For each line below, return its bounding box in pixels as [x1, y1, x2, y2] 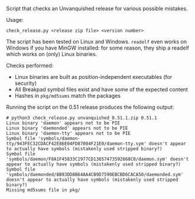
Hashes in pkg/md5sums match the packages [14, 92, 121, 99]
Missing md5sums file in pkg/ [6, 187, 81, 193]
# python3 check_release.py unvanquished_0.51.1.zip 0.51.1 [6, 115, 158, 121]
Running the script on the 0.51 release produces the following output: [6, 104, 174, 111]
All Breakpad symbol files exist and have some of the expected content [14, 86, 188, 93]
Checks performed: [6, 62, 54, 69]
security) [14, 79, 37, 87]
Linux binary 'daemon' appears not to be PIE [6, 120, 120, 126]
